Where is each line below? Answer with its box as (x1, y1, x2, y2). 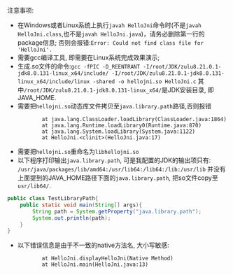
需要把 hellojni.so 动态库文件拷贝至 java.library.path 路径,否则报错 (17, 102, 212, 110)
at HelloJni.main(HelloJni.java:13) (41, 261, 149, 268)
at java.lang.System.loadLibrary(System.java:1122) (41, 128, 196, 135)
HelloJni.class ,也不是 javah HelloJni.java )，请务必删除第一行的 (17, 30, 205, 38)
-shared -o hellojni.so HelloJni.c (92, 78, 197, 85)
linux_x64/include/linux (17, 78, 90, 85)
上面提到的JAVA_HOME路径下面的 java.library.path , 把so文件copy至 (17, 174, 218, 182)
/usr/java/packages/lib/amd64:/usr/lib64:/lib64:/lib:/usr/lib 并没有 (17, 165, 226, 173)
